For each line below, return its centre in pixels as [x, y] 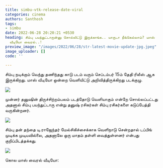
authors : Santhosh [24, 19]
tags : [11, 24]
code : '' [14, 56]
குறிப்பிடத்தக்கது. [21, 141]
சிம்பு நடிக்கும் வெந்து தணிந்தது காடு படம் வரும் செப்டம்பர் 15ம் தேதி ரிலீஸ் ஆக [80, 75]
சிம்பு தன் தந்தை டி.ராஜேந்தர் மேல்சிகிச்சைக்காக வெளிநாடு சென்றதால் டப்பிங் [79, 130]
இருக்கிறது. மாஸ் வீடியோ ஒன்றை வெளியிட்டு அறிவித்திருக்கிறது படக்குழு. [74, 80]
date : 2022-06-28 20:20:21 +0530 [40, 33]
